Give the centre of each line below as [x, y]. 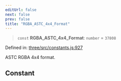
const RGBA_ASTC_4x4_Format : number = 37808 [66, 38]
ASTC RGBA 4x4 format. [30, 57]
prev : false [17, 19]
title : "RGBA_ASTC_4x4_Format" [38, 24]
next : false [17, 14]
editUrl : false [21, 10]
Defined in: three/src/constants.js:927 [44, 47]
